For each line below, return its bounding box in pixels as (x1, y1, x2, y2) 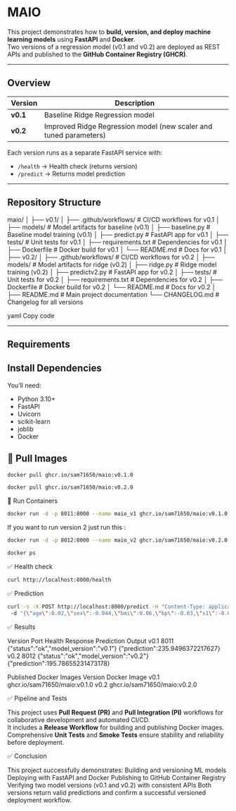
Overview (7, 77, 51, 89)
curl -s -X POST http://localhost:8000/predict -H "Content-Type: (7, 603, 206, 610)
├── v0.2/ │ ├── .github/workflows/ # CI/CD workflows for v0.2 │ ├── (7, 252, 216, 261)
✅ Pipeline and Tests (7, 694, 67, 702)
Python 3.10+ (17, 394, 56, 403)
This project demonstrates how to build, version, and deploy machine (7, 28, 211, 36)
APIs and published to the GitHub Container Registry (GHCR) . (7, 50, 188, 59)
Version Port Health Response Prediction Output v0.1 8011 (7, 636, 174, 645)
